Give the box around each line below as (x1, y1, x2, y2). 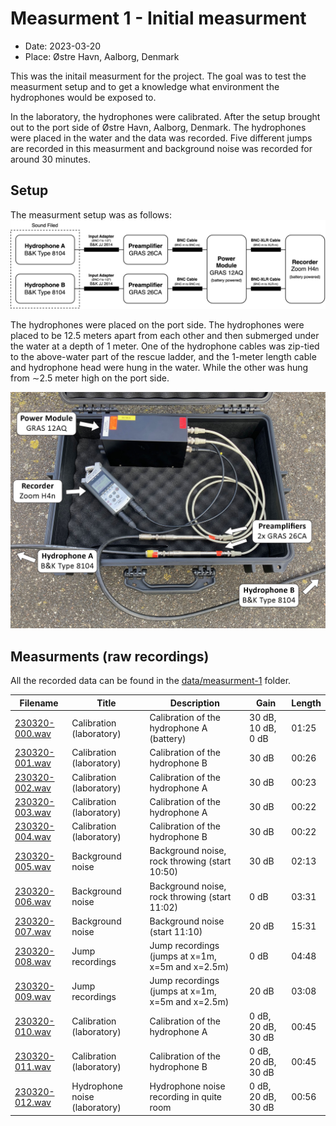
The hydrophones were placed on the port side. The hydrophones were (10, 319, 305, 331)
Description (169, 697, 220, 709)
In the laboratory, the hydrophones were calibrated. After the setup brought (10, 110, 321, 122)
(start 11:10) (149, 925, 203, 937)
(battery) (149, 733, 187, 745)
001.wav (14, 757, 52, 769)
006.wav (14, 896, 52, 908)
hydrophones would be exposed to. (10, 91, 157, 103)
